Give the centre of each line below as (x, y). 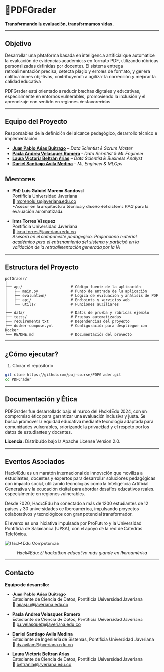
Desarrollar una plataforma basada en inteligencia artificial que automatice (80, 55)
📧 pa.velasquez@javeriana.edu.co (46, 624)
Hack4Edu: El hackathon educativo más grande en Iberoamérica (82, 553)
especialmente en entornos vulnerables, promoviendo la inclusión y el (75, 96)
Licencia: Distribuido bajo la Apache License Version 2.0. (63, 441)
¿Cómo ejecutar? (32, 354)
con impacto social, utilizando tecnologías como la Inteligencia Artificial (77, 484)
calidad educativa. (24, 81)
